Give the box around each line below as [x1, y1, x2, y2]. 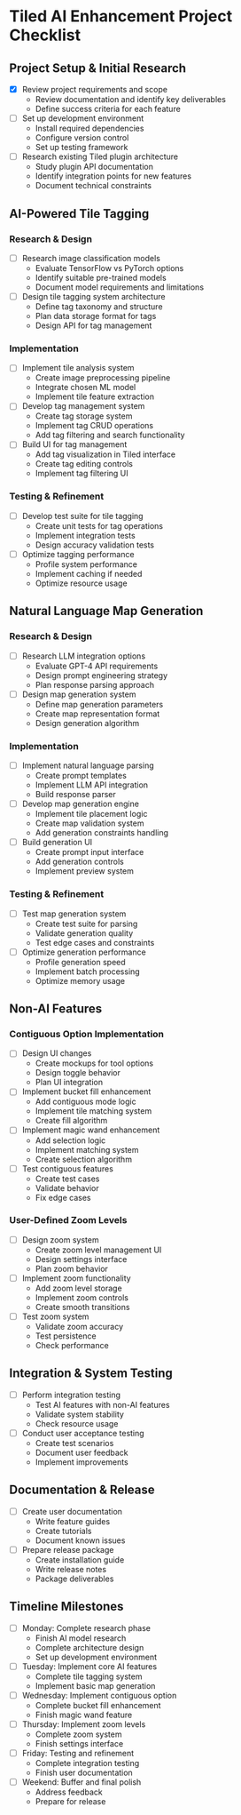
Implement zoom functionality [21, 1273, 131, 1283]
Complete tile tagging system [35, 1671, 143, 1682]
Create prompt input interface [35, 847, 144, 858]
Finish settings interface [35, 1738, 124, 1748]
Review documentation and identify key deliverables [35, 94, 226, 105]
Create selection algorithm [35, 1154, 133, 1164]
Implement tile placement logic [35, 809, 148, 820]
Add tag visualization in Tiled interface [35, 449, 175, 460]
